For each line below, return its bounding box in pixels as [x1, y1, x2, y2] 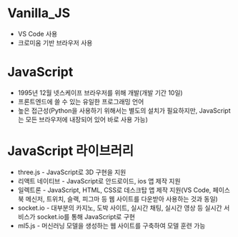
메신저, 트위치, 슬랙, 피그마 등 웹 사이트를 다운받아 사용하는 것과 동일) [25, 194, 218, 203]
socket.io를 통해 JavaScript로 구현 [36, 212, 136, 221]
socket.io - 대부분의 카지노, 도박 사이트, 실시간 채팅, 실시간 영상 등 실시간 [17, 203, 223, 212]
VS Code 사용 [17, 29, 58, 38]
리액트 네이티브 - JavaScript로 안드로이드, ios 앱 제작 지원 [17, 176, 181, 185]
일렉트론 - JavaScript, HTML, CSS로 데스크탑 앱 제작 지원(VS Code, [17, 186, 212, 194]
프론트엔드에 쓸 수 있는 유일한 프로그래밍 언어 [17, 97, 144, 106]
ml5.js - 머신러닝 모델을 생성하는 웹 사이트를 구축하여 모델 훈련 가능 [17, 221, 206, 230]
